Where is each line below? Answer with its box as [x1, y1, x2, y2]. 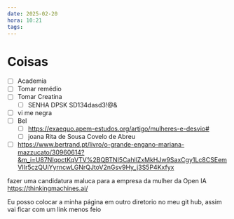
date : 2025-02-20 [7, 10, 58, 18]
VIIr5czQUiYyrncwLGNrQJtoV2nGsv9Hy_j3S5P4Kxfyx [17, 163, 174, 171]
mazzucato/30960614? [17, 148, 85, 157]
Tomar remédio [17, 85, 62, 93]
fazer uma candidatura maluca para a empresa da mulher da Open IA [7, 176, 207, 185]
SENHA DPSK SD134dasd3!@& [27, 100, 118, 109]
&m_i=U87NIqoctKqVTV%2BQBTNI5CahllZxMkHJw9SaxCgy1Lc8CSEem [17, 155, 228, 164]
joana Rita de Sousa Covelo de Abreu [27, 132, 136, 140]
